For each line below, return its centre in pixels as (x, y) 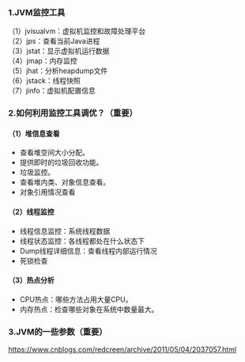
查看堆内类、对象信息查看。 (65, 182)
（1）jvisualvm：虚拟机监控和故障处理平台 (77, 31)
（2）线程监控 (31, 212)
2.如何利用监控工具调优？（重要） (73, 113)
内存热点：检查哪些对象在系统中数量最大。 (89, 309)
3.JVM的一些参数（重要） (58, 332)
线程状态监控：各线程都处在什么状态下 (82, 241)
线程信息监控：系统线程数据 (65, 231)
